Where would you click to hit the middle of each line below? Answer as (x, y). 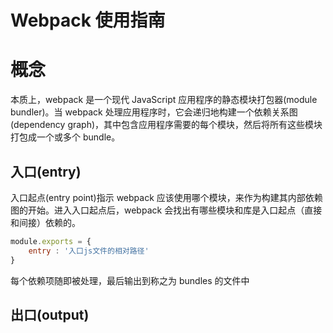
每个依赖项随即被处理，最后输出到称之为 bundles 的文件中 (130, 280)
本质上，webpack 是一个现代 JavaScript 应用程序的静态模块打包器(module (164, 100)
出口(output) (50, 314)
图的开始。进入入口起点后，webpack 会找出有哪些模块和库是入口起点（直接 (166, 210)
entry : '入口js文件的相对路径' (89, 251)
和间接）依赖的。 (45, 222)
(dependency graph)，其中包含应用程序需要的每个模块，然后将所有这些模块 (166, 125)
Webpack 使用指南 (88, 20)
